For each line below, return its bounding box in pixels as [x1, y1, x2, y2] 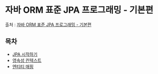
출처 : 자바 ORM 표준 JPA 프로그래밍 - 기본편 [5, 22, 92, 27]
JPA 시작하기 [12, 51, 38, 57]
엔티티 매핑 [12, 63, 34, 69]
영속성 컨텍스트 [12, 57, 42, 63]
